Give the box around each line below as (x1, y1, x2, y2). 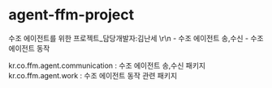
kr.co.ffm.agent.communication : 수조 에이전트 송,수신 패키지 (8, 61, 205, 70)
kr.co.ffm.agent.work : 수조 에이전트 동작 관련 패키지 (8, 70, 178, 80)
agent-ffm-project (8, 6, 135, 24)
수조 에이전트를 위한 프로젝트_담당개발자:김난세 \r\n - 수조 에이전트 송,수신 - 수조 (8, 33, 264, 43)
